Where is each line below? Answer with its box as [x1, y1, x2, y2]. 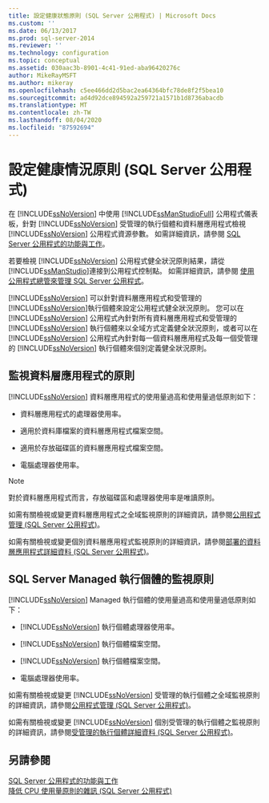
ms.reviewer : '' [8, 42, 62, 50]
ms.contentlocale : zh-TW [8, 109, 91, 117]
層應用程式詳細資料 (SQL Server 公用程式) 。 [8, 546, 154, 556]
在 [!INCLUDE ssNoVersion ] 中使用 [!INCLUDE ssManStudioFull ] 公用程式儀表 [8, 209, 259, 218]
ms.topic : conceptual [8, 57, 81, 65]
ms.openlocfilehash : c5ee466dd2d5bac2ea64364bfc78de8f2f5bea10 [8, 86, 224, 95]
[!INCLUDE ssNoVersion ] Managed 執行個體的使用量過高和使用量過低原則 [8, 595, 250, 605]
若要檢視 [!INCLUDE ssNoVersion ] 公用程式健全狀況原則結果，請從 [8, 256, 226, 266]
